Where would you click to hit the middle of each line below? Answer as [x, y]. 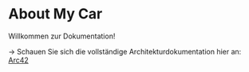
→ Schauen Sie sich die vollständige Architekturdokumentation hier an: [125, 51]
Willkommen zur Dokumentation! [62, 36]
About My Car [55, 14]
